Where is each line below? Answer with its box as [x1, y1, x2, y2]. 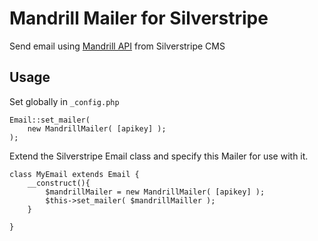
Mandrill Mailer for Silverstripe [9, 7, 269, 30]
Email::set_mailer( [9, 115, 91, 125]
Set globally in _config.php [9, 95, 120, 107]
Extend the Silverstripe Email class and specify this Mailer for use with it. [9, 150, 309, 162]
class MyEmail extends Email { [9, 169, 140, 179]
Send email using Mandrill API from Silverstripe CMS [9, 40, 226, 52]
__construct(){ [27, 178, 91, 188]
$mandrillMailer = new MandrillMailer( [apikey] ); [45, 187, 266, 197]
